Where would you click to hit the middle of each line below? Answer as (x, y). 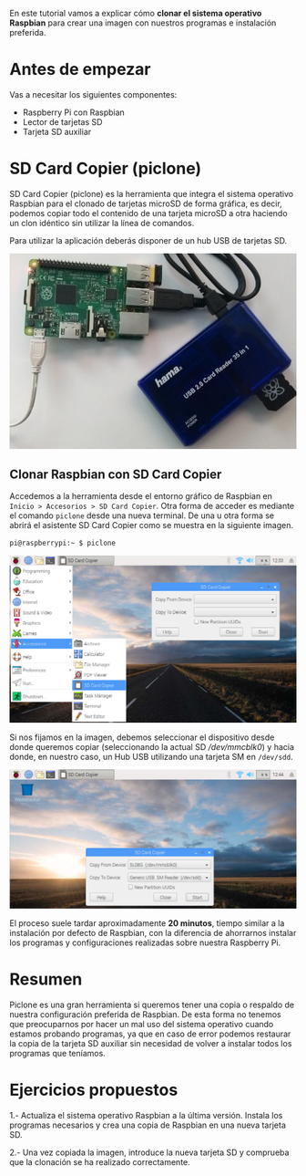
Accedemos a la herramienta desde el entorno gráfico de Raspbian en (141, 496)
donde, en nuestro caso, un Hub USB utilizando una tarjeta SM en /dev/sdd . (151, 757)
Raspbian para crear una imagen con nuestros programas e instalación (143, 23)
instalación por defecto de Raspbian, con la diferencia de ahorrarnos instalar (153, 933)
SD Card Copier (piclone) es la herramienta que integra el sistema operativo (152, 193)
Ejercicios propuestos (94, 1090)
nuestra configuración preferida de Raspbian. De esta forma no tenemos (145, 1015)
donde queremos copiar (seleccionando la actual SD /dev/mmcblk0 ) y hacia (152, 747)
